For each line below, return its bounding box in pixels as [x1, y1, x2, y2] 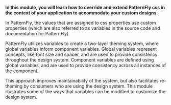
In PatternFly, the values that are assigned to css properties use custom [5, 20, 156, 26]
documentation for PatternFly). [5, 31, 70, 36]
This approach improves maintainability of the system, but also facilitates [5, 78, 159, 83]
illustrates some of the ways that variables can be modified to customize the [5, 89, 166, 94]
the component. [5, 68, 39, 74]
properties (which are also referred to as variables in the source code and [5, 25, 160, 31]
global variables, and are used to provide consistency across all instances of [5, 62, 166, 68]
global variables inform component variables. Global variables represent [5, 46, 157, 52]
